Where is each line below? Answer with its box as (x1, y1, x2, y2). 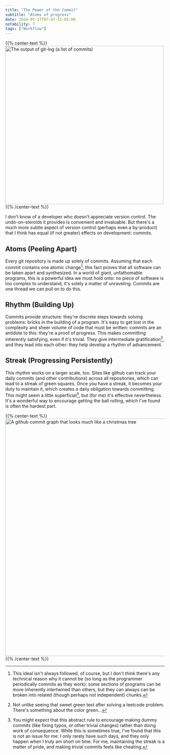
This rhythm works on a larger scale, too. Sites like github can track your (5, 369, 156, 375)
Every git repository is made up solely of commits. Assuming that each (5, 258, 153, 264)
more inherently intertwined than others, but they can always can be (12, 686, 155, 692)
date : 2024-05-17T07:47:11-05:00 (5, 17, 76, 22)
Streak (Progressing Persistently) (5, 356, 113, 365)
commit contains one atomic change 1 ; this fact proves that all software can (5, 263, 161, 270)
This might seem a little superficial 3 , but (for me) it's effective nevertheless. (5, 391, 163, 398)
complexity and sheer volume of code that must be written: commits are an (5, 325, 162, 331)
